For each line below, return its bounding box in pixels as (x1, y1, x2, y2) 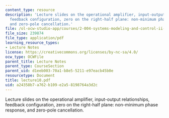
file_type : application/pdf (5, 36, 64, 41)
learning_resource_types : (5, 40, 59, 45)
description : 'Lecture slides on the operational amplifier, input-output (5, 12, 165, 17)
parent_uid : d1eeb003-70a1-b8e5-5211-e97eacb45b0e (5, 69, 114, 74)
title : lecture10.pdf (5, 78, 51, 83)
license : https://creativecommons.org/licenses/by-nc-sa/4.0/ (5, 49, 138, 54)
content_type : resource (5, 7, 55, 13)
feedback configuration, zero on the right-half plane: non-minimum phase (5, 101, 158, 107)
